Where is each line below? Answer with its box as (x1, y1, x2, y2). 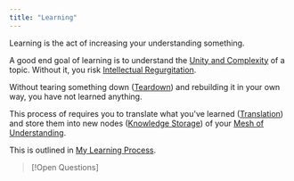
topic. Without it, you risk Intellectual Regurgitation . (9, 64, 197, 75)
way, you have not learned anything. (9, 91, 143, 102)
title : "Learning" (9, 12, 78, 22)
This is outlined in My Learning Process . (9, 144, 157, 155)
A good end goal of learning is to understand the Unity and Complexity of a (9, 54, 285, 65)
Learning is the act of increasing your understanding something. (9, 37, 245, 48)
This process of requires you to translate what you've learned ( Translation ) (9, 108, 283, 119)
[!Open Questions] (30, 161, 100, 172)
